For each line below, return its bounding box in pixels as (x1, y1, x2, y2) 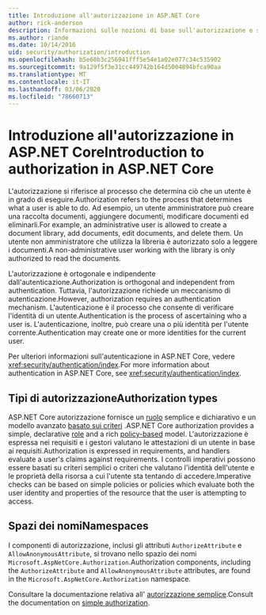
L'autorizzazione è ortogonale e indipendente (8, 269, 156, 279)
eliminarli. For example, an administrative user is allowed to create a (8, 220, 227, 230)
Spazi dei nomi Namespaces (8, 519, 149, 533)
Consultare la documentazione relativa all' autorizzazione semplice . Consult (8, 589, 253, 598)
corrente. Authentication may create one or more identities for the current (8, 328, 247, 337)
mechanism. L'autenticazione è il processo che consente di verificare (8, 302, 234, 313)
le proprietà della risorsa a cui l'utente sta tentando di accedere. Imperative (8, 472, 252, 480)
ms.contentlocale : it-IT (8, 78, 90, 85)
